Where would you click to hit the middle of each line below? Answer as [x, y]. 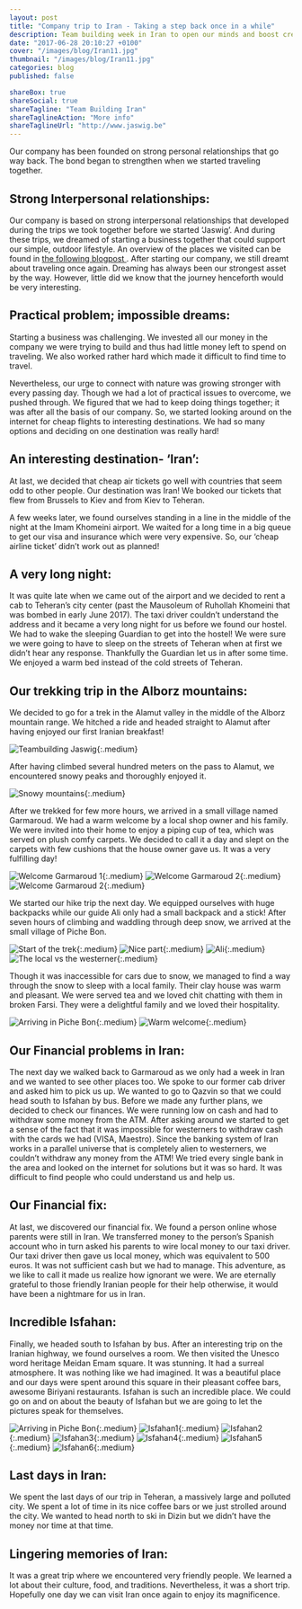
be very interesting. [45, 287]
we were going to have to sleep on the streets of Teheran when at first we [146, 644]
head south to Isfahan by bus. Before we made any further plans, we [136, 1101]
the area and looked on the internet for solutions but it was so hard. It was [146, 1168]
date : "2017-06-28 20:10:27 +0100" [76, 43]
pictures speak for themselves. [67, 1410]
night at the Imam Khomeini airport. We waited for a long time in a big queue [151, 527]
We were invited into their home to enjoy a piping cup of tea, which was [142, 830]
